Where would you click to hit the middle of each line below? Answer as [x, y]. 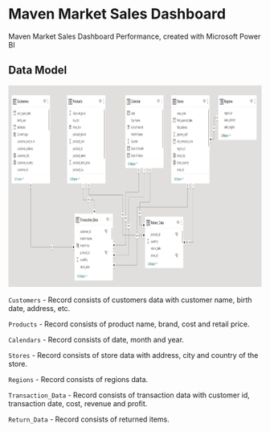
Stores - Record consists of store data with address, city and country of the [133, 355]
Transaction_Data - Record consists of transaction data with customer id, [129, 395]
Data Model [38, 71]
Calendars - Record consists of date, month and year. [96, 339]
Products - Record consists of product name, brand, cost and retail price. [129, 324]
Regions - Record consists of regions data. [78, 379]
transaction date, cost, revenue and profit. [78, 403]
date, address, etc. [39, 308]
